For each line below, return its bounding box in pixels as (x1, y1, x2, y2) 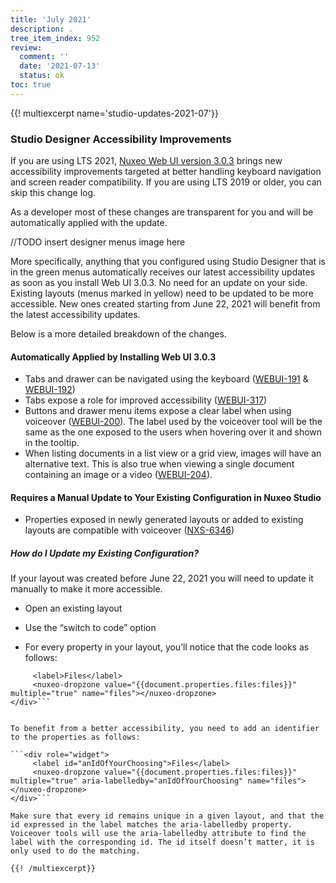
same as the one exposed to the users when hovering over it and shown (24, 426, 323, 438)
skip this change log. (10, 187, 97, 199)
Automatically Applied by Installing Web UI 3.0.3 (10, 351, 217, 363)
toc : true (10, 80, 52, 90)
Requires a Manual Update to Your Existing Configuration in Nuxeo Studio (10, 491, 322, 503)
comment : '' (19, 52, 70, 62)
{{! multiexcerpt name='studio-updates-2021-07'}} (10, 107, 219, 119)
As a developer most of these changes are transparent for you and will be (10, 206, 314, 218)
